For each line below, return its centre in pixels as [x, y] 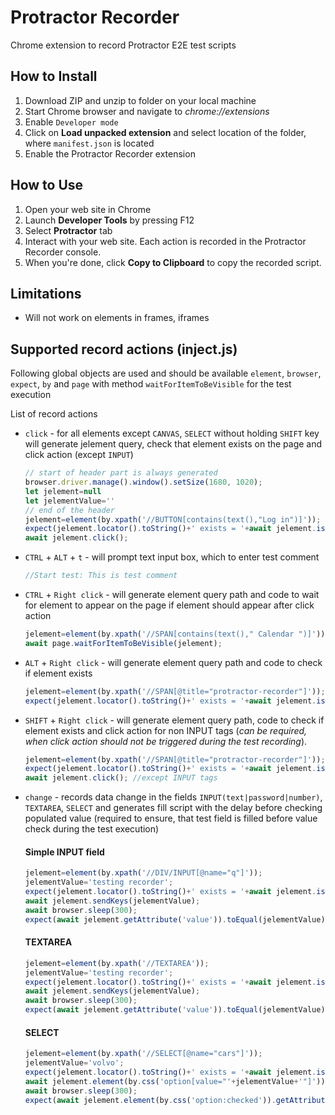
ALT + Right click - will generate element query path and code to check [173, 662]
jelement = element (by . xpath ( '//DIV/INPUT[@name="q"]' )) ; [143, 873]
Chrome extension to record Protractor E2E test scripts [123, 45]
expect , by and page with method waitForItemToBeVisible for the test [151, 384]
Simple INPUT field [64, 852]
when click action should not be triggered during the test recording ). [166, 741]
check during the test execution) [92, 829]
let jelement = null [63, 491]
